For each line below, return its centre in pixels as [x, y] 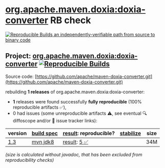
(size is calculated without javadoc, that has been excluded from [74, 154]
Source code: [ [21, 76]
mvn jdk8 [43, 142]
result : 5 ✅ [76, 142]
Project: [18, 56]
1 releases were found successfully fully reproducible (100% [77, 101]
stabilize [130, 133]
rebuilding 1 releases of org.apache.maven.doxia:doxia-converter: [75, 92]
